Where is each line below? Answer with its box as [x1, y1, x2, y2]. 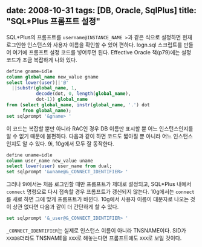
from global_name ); [22, 107, 71, 114]
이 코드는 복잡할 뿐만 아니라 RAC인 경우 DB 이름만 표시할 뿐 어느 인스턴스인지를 [6, 124, 194, 132]
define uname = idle [6, 152, 53, 158]
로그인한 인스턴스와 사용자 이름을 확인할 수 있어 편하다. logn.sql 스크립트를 [6, 41, 183, 48]
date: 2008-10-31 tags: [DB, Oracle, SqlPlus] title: [6, 5, 197, 16]
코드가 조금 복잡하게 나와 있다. [6, 56, 77, 63]
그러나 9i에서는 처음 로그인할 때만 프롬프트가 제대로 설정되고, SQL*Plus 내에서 [6, 181, 192, 188]
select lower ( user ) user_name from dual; [6, 163, 112, 169]
